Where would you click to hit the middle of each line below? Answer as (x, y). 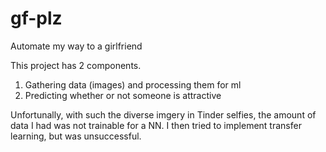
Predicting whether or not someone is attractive (123, 95)
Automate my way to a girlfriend (76, 46)
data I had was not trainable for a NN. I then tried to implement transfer (156, 125)
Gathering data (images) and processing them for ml (133, 84)
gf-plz (36, 18)
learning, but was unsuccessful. (76, 136)
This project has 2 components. (76, 65)
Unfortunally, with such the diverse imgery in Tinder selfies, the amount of (163, 114)
